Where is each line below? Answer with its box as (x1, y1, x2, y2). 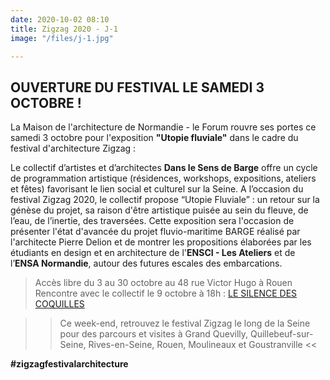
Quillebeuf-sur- (249, 328, 314, 340)
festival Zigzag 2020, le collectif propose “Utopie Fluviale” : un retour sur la (10, 194, 320, 206)
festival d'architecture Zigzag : (10, 142, 137, 155)
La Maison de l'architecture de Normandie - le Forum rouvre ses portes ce (10, 121, 317, 133)
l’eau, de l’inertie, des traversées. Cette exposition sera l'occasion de (10, 215, 295, 227)
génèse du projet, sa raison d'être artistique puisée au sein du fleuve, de (10, 204, 309, 216)
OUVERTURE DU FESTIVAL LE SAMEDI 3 (10, 79, 265, 96)
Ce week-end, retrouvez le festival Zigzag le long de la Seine (59, 317, 311, 330)
